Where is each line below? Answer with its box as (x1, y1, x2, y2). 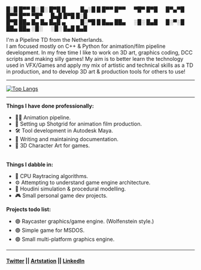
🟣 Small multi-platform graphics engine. (14, 236, 115, 243)
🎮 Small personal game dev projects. (14, 192, 108, 199)
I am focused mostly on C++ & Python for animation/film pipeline (6, 42, 166, 50)
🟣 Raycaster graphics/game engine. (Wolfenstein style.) (14, 218, 154, 225)
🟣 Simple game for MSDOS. (14, 227, 85, 234)
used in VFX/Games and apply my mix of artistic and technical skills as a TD (6, 62, 193, 69)
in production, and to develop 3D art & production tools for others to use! (6, 68, 185, 75)
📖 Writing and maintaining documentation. (14, 136, 118, 143)
